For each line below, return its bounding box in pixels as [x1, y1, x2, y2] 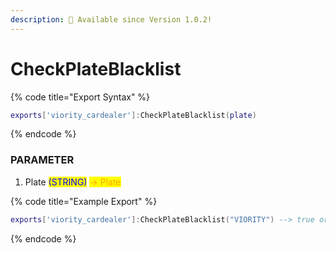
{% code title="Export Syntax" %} [10, 91, 151, 103]
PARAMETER [10, 153, 75, 167]
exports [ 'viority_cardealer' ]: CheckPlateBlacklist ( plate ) [10, 110, 257, 120]
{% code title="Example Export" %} [10, 195, 158, 207]
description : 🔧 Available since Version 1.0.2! [10, 14, 213, 25]
